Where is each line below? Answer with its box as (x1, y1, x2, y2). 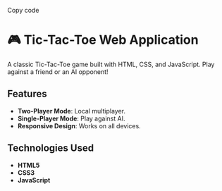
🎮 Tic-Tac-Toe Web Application (7, 32, 199, 48)
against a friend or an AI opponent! (7, 67, 109, 76)
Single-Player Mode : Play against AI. (17, 114, 125, 123)
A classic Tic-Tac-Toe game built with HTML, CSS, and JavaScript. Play (7, 60, 215, 68)
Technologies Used (7, 142, 94, 154)
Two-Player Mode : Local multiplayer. (17, 106, 125, 115)
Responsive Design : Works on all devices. (17, 121, 141, 130)
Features (7, 88, 47, 100)
